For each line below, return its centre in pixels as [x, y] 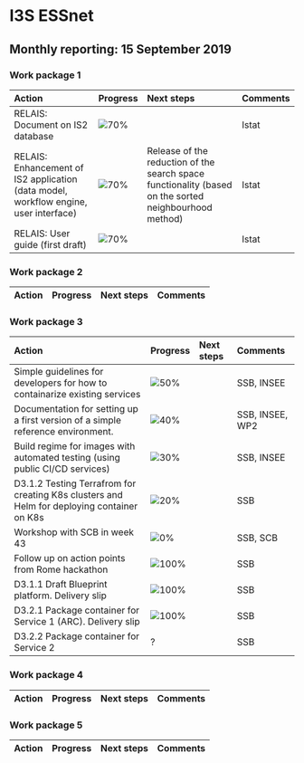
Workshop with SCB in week [74, 532]
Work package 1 [45, 75]
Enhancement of [49, 167]
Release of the [177, 150]
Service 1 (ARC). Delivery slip [77, 622]
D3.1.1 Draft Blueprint [61, 585]
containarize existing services [77, 395]
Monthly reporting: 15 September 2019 [121, 49]
